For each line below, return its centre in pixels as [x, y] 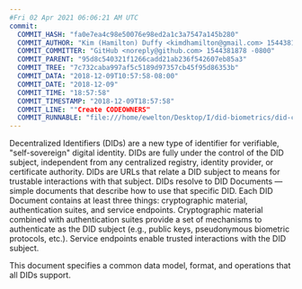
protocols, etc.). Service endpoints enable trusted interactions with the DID [148, 239]
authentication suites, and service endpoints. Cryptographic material [136, 210]
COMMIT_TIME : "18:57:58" [64, 92]
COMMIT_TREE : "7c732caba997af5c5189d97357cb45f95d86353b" [129, 68]
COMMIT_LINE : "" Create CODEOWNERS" [84, 109]
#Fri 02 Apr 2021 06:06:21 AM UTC [74, 18]
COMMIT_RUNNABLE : [50, 118]
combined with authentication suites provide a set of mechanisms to [136, 220]
